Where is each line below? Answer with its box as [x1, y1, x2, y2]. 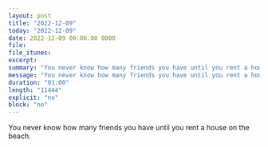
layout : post [8, 11, 52, 20]
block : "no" [8, 101, 48, 109]
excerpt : [8, 57, 37, 65]
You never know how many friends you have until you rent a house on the [8, 123, 250, 133]
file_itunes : [8, 49, 52, 57]
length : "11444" [8, 85, 62, 94]
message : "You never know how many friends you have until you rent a [8, 71, 248, 79]
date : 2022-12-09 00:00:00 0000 [8, 34, 116, 42]
